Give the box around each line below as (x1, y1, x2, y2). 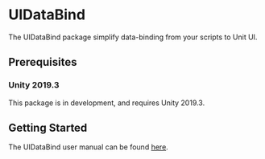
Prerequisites (8, 55, 77, 69)
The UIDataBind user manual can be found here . (8, 142, 169, 152)
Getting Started (8, 121, 88, 135)
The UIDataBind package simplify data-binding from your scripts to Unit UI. (8, 32, 258, 42)
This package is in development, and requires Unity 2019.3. (8, 98, 205, 108)
